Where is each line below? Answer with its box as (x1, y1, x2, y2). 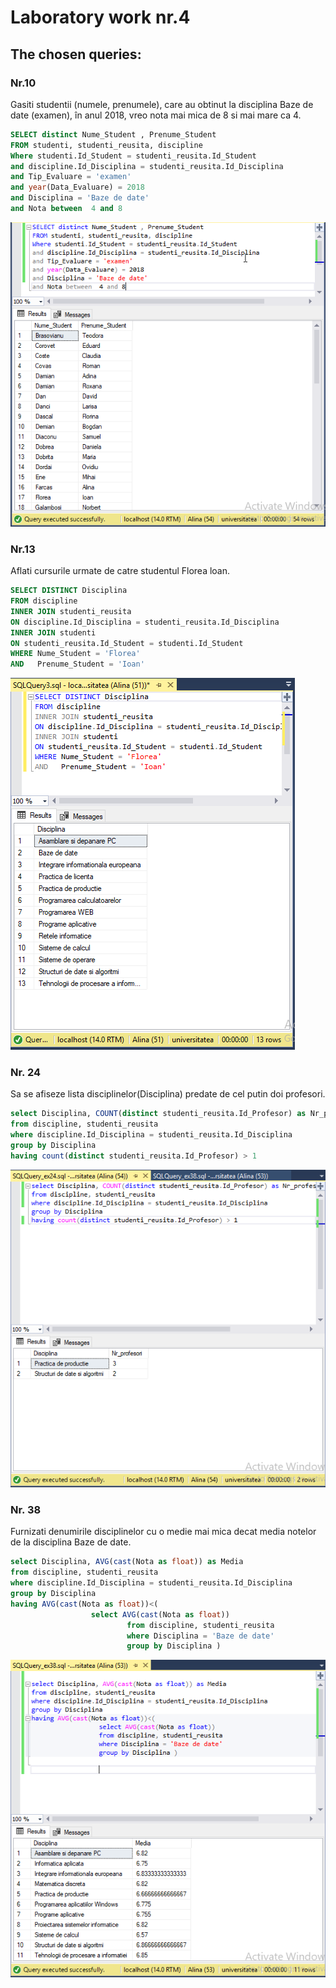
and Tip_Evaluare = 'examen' (10, 172, 132, 182)
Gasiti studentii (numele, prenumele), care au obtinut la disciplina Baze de (10, 98, 314, 110)
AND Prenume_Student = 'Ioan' (10, 659, 145, 670)
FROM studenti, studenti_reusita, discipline (10, 140, 203, 150)
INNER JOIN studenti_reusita (10, 606, 132, 616)
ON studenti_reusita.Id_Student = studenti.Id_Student (10, 638, 244, 648)
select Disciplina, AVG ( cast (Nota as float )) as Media (10, 1557, 244, 1567)
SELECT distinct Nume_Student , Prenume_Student (10, 129, 217, 140)
